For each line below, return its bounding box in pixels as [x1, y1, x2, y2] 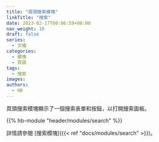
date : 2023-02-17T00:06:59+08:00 [6, 20, 91, 26]
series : [6, 37, 26, 43]
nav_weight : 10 [6, 25, 45, 32]
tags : [6, 65, 20, 71]
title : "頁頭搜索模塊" [6, 8, 58, 15]
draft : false [6, 31, 39, 37]
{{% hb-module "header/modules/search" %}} [6, 117, 123, 124]
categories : [6, 48, 36, 54]
